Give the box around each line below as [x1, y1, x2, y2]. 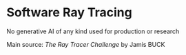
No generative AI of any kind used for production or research [6, 27, 180, 35]
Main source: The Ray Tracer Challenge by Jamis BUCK [6, 40, 165, 48]
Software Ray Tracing [6, 5, 132, 20]
